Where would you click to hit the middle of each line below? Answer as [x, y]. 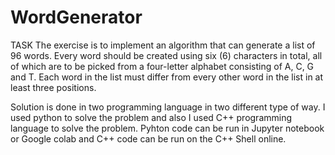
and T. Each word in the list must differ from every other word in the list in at [167, 77]
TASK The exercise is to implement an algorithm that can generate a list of [163, 45]
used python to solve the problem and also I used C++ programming [151, 117]
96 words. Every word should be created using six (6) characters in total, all [166, 55]
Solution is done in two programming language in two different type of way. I [168, 107]
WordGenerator [76, 17]
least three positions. [53, 87]
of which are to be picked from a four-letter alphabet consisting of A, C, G [162, 66]
